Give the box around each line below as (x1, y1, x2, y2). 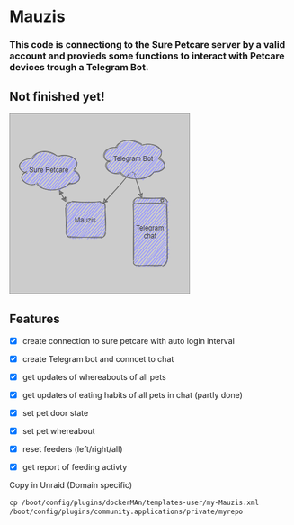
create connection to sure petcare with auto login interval (22, 335, 236, 346)
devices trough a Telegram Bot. (9, 61, 149, 74)
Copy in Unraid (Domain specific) (9, 480, 133, 491)
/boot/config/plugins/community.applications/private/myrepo (9, 507, 244, 517)
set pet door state (22, 407, 89, 418)
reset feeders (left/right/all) (22, 444, 123, 455)
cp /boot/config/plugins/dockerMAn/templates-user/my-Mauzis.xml (9, 498, 259, 508)
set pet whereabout (22, 426, 96, 437)
